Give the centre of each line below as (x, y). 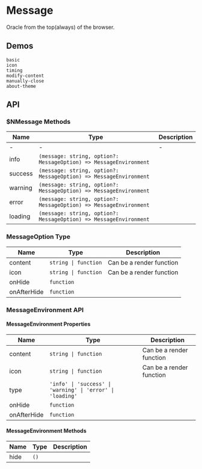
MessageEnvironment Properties (48, 324)
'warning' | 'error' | (82, 390)
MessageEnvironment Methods (46, 431)
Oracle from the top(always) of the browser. (60, 27)
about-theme (21, 86)
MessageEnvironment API (45, 310)
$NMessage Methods (38, 122)
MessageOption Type (38, 237)
